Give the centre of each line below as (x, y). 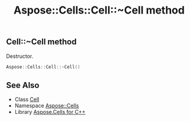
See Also (23, 85)
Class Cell (27, 99)
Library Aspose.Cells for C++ (50, 112)
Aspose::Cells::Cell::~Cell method (99, 10)
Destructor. (20, 56)
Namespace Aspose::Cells (47, 106)
